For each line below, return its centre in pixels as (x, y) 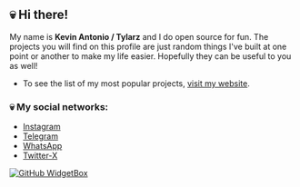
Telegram (40, 136)
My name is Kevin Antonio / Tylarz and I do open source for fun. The (139, 36)
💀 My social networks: (59, 106)
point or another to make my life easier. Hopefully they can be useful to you (150, 56)
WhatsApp (42, 146)
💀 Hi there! (39, 15)
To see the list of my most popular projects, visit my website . (136, 83)
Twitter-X (40, 156)
